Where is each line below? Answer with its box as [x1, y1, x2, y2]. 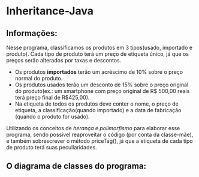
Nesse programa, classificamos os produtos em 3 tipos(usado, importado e [6, 44, 193, 51]
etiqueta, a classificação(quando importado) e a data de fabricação [14, 107, 182, 113]
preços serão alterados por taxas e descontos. [6, 57, 122, 64]
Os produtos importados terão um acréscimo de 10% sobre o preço [14, 68, 183, 76]
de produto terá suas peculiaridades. [6, 144, 97, 151]
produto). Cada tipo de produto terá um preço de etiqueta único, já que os [6, 50, 189, 58]
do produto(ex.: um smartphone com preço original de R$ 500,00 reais [14, 88, 190, 94]
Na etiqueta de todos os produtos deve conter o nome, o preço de [14, 100, 179, 107]
